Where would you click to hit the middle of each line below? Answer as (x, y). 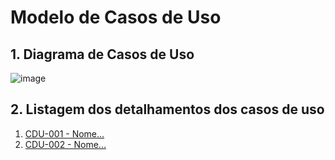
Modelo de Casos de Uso (116, 17)
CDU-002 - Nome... (65, 144)
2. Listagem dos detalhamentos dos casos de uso (167, 109)
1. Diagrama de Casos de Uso (102, 54)
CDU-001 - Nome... (64, 133)
